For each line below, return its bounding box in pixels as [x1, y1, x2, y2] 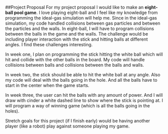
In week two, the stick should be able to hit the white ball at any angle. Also [5, 72, 160, 77]
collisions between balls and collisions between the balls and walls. [5, 62, 144, 68]
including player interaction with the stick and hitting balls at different [5, 36, 148, 42]
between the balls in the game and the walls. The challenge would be [5, 31, 148, 37]
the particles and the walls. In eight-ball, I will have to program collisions [5, 26, 154, 32]
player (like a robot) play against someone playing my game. [5, 123, 130, 129]
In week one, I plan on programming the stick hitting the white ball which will [5, 51, 163, 57]
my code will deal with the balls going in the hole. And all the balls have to [5, 77, 157, 83]
